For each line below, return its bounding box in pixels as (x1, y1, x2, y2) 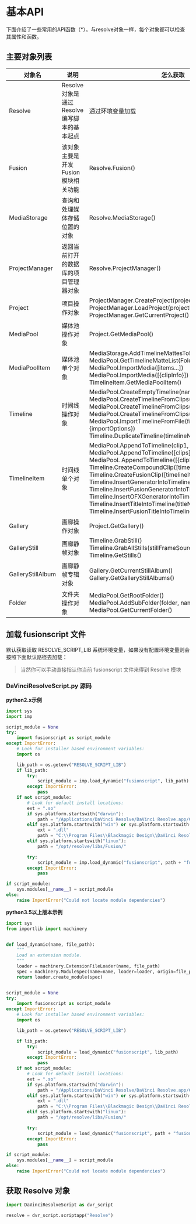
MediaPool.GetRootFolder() (89, 591, 164, 599)
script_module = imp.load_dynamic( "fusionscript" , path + (37, 859, 181, 866)
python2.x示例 (6, 696, 43, 703)
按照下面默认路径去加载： (6, 654, 68, 661)
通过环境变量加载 (89, 107, 136, 115)
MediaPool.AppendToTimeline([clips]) (89, 449, 194, 457)
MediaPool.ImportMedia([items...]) (89, 364, 184, 372)
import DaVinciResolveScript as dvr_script (6, 1202, 114, 1208)
